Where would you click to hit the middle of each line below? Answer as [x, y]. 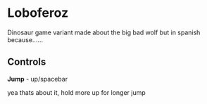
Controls [27, 62]
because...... [25, 39]
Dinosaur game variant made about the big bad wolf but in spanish [104, 32]
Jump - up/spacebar [38, 79]
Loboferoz [38, 13]
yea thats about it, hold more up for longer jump [76, 92]
